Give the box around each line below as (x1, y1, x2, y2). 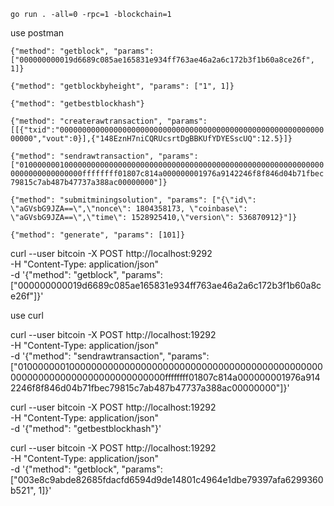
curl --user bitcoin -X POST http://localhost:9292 (10, 248, 213, 259)
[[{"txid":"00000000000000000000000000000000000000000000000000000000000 (10, 125, 325, 135)
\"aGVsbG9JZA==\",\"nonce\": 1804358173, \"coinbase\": (10, 204, 248, 214)
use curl (10, 310, 44, 321)
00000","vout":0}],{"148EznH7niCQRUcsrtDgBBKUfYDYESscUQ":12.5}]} (10, 134, 293, 144)
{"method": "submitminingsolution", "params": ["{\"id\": (10, 195, 257, 205)
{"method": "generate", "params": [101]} (10, 230, 186, 240)
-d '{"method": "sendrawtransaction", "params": (10, 350, 210, 362)
